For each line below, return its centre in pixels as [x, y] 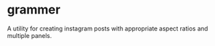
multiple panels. [29, 35]
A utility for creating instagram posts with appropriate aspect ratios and [108, 28]
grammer [34, 10]
